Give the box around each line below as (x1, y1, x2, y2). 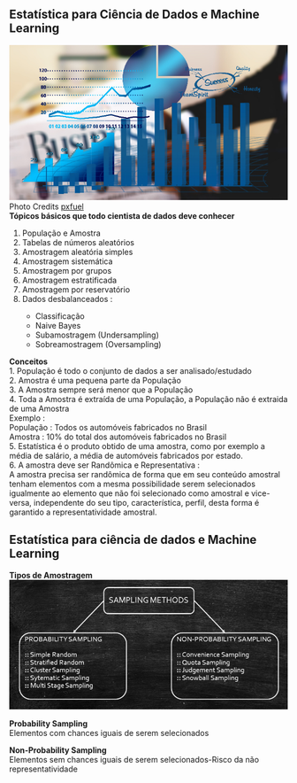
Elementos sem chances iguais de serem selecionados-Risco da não (9, 754, 259, 764)
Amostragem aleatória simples (21, 246, 133, 257)
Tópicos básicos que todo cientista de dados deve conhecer (9, 210, 235, 221)
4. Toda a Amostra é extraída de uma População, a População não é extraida (9, 393, 288, 404)
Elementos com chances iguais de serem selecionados (9, 727, 209, 738)
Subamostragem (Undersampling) (34, 329, 159, 340)
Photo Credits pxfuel (9, 201, 84, 212)
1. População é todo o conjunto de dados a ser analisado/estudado (9, 365, 252, 376)
